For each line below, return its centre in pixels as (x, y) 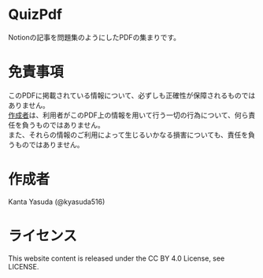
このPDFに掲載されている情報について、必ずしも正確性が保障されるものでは (132, 95)
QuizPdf (35, 15)
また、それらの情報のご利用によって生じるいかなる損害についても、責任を (128, 135)
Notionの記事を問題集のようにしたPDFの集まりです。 (94, 37)
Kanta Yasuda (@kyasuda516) (57, 202)
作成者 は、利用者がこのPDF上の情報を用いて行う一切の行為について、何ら (128, 115)
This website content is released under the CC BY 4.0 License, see (117, 258)
